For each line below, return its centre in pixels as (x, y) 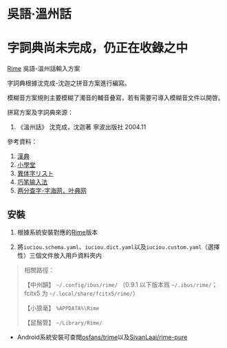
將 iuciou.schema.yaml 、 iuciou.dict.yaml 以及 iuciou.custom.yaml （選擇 (118, 247)
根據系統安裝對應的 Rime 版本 (57, 232)
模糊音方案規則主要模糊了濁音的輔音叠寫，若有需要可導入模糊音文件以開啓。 (116, 98)
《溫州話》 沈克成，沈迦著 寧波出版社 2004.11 (82, 127)
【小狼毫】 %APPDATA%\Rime (62, 307)
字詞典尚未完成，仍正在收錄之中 (98, 48)
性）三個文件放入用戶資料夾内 (59, 255)
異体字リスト (35, 173)
